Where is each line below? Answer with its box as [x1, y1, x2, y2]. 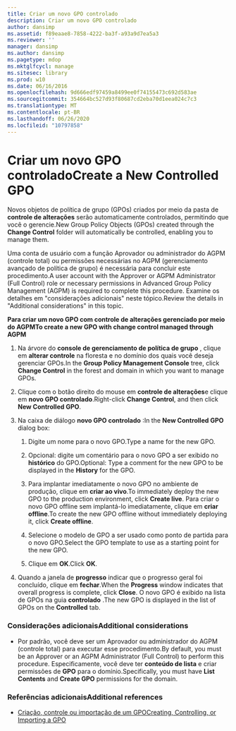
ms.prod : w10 [7, 75, 46, 83]
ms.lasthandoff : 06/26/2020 [7, 115, 90, 122]
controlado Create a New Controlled [7, 167, 219, 183]
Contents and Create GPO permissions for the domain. [17, 675, 178, 683]
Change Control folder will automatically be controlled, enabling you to [7, 228, 213, 236]
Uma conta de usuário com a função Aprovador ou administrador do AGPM [7, 249, 225, 258]
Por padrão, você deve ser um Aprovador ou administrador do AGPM [17, 636, 218, 646]
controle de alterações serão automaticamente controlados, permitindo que [7, 213, 229, 222]
